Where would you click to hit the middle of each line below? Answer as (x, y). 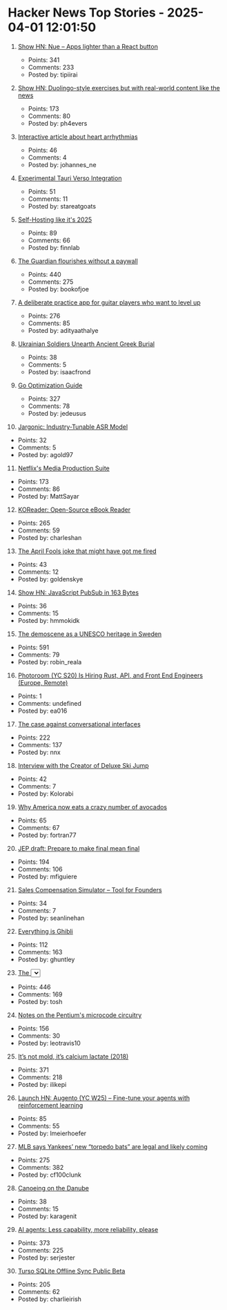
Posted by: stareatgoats (62, 206)
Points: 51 (42, 191)
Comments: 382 (41, 1167)
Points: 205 (34, 1284)
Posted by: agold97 (45, 454)
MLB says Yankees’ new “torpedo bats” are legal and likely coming (112, 1146)
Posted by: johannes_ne (62, 164)
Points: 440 (45, 274)
